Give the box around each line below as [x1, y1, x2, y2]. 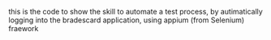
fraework [8, 24, 39, 33]
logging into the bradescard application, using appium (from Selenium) [8, 15, 245, 25]
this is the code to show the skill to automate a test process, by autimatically [8, 7, 264, 16]
